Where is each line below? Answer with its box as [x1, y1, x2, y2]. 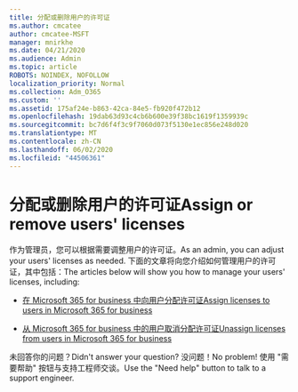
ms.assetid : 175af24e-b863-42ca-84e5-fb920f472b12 [9, 104, 201, 113]
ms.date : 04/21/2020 [9, 46, 86, 55]
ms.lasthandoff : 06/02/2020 [9, 145, 114, 154]
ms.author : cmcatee [9, 21, 82, 30]
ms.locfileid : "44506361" [9, 153, 105, 163]
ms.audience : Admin [9, 54, 82, 63]
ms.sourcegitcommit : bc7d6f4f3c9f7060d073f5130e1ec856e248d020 [9, 121, 249, 130]
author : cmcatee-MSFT [9, 29, 90, 38]
